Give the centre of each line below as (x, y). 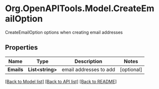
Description (89, 61)
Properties (21, 47)
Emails (15, 70)
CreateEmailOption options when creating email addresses (64, 32)
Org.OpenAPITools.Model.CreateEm (80, 9)
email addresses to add (89, 70)
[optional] (131, 70)
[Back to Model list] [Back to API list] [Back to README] (61, 81)
